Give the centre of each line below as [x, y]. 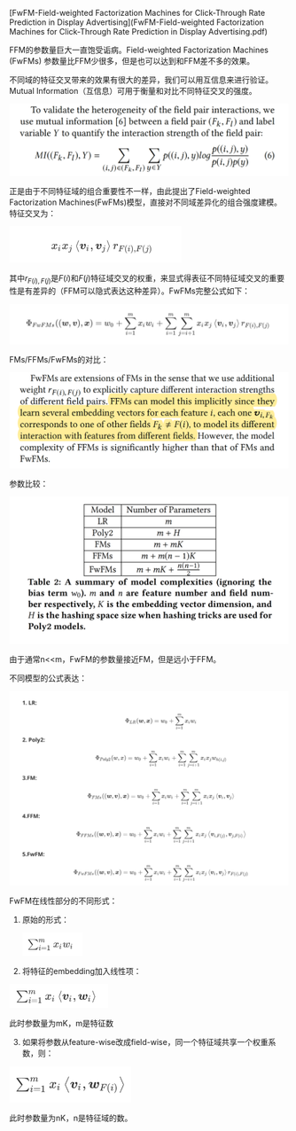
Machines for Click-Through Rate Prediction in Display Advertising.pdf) [139, 31]
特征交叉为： [32, 213]
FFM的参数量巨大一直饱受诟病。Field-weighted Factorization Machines [139, 50]
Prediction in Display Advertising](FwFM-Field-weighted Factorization [136, 22]
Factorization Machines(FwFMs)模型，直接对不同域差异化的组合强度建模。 [145, 202]
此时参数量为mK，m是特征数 [61, 1023]
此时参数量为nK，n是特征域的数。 [71, 1118]
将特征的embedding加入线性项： [82, 971]
